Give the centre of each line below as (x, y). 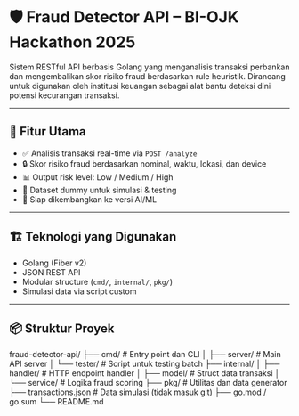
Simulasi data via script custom (79, 291)
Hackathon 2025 (73, 42)
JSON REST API (51, 272)
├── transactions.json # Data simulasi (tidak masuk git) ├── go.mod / (138, 392)
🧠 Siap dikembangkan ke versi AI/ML (89, 199)
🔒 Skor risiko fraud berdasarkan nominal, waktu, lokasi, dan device (144, 163)
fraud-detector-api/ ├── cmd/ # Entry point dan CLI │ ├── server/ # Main (145, 355)
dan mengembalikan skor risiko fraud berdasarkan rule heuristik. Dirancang (148, 76)
